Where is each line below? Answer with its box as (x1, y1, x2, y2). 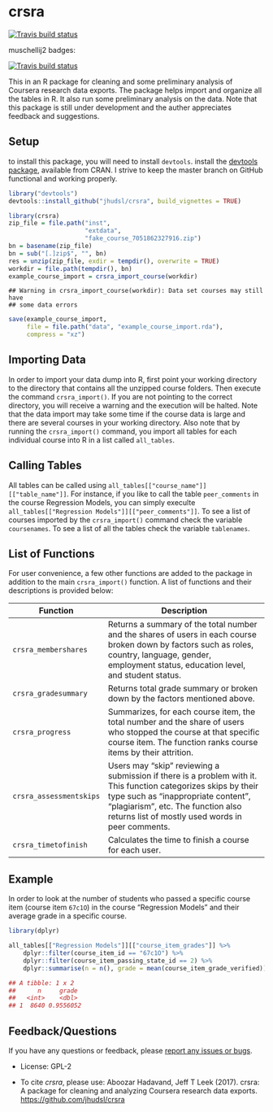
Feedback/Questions (8, 1024, 118, 1038)
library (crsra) (8, 211, 60, 220)
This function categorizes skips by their (107, 780, 258, 791)
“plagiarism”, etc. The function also (107, 800, 242, 812)
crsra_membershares (12, 645, 88, 655)
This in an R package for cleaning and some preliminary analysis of (8, 76, 233, 86)
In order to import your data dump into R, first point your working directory (8, 374, 258, 384)
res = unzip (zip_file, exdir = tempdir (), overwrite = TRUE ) (8, 257, 220, 265)
